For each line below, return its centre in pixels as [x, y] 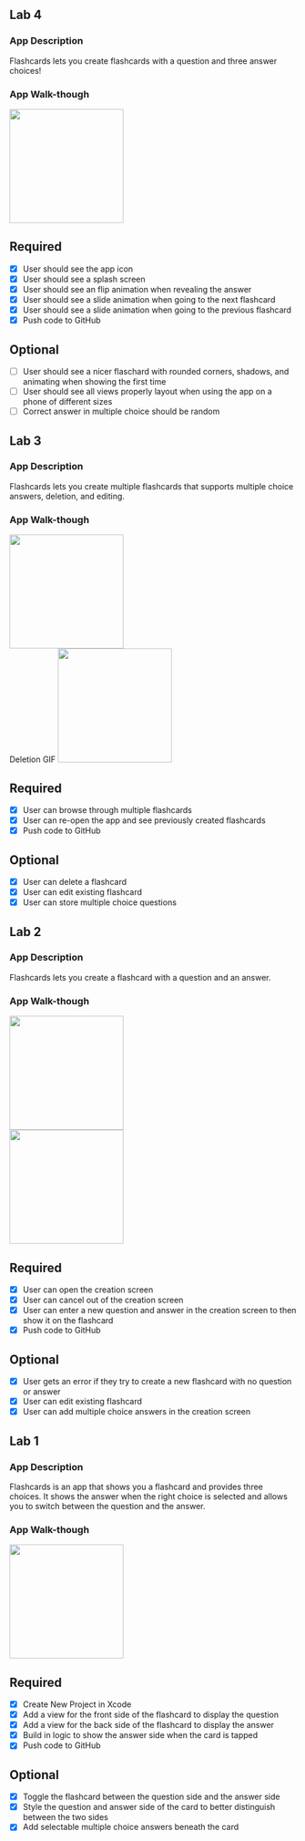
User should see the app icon [78, 269]
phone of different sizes [67, 402]
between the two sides [66, 1817]
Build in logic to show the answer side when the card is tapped [140, 1735]
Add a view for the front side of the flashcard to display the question [151, 1715]
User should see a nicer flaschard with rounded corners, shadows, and [156, 371]
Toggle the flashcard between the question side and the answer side [151, 1797]
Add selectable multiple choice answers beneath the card [131, 1827]
